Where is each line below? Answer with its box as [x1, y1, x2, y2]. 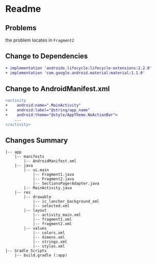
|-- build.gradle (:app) [14, 253, 68, 258]
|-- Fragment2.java [32, 176, 74, 182]
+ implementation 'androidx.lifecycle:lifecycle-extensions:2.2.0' [5, 65, 152, 71]
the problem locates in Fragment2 [5, 37, 75, 43]
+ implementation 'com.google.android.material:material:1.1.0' [5, 70, 145, 75]
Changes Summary [5, 136, 68, 145]
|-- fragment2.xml [32, 221, 72, 227]
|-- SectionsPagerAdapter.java [32, 181, 100, 186]
